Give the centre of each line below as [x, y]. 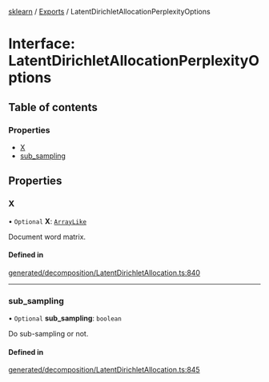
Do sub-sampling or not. [48, 334]
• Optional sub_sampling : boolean [65, 318]
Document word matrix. [47, 237]
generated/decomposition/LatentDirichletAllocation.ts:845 [104, 370]
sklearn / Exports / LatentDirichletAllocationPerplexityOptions [109, 12]
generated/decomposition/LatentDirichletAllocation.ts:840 [104, 273]
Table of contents [53, 107]
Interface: [42, 44]
